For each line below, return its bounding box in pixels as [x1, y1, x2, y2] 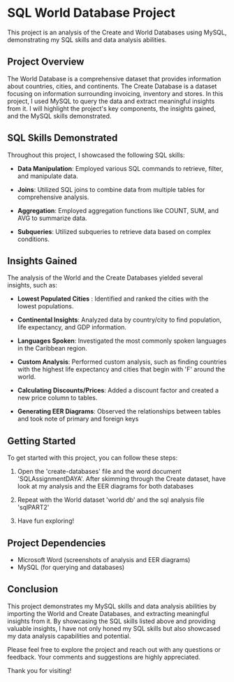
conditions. [17, 235, 50, 243]
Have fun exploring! [17, 517, 75, 525]
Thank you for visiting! [7, 666, 72, 674]
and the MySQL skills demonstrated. [7, 111, 112, 120]
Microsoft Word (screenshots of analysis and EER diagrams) [17, 556, 191, 564]
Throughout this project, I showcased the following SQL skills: [7, 151, 185, 159]
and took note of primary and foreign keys [17, 415, 139, 423]
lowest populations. [17, 302, 74, 311]
